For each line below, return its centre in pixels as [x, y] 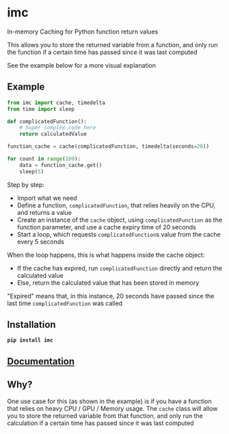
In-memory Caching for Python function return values [83, 31]
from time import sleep [41, 109]
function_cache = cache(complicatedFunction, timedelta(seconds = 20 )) [108, 146]
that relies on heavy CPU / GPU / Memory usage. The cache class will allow [112, 408]
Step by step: [26, 184]
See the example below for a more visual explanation [81, 65]
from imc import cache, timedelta [56, 103]
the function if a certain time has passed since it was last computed [102, 52]
